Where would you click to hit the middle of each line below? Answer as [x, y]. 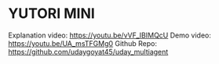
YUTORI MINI [52, 14]
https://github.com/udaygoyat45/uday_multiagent [88, 52]
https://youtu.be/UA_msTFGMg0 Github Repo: [82, 43]
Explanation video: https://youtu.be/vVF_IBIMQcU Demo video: [110, 35]
